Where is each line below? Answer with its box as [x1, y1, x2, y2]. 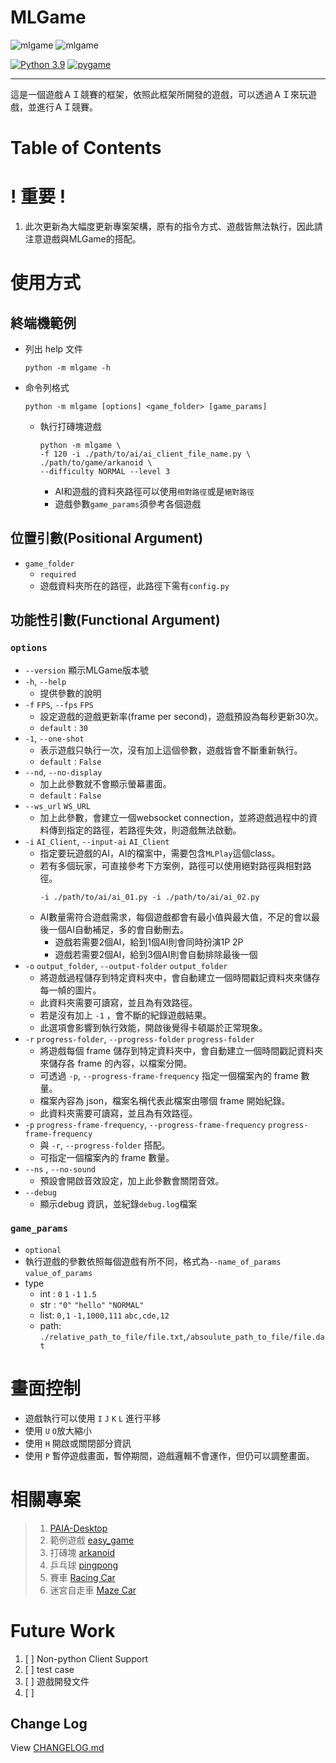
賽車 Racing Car [49, 1571, 116, 1583]
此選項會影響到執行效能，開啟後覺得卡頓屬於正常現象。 [39, 1021, 268, 1033]
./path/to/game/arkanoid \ [39, 458, 153, 468]
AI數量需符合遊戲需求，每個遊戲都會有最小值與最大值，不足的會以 [39, 911, 312, 923]
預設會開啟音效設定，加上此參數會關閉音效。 [39, 1174, 225, 1186]
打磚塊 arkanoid [49, 1546, 116, 1558]
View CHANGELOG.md [10, 1742, 105, 1754]
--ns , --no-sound [24, 1162, 96, 1175]
